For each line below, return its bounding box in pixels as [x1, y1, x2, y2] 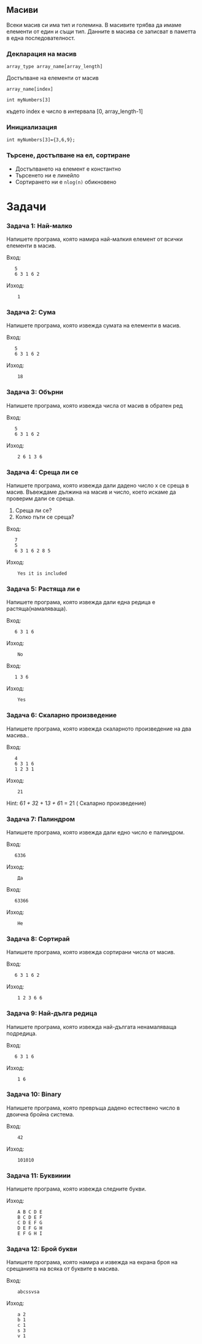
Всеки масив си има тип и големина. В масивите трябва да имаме [6, 21, 182, 28]
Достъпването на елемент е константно [15, 165, 122, 173]
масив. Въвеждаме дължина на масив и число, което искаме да [6, 488, 176, 496]
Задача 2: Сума [6, 308, 56, 317]
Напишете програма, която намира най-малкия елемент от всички [6, 236, 183, 243]
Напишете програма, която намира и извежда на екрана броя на [6, 1259, 178, 1266]
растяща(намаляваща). [6, 605, 68, 613]
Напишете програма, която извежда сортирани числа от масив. [6, 949, 176, 956]
